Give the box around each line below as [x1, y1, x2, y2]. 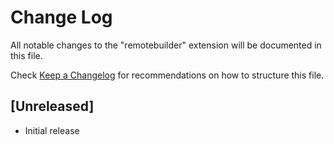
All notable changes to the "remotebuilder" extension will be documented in [10, 39, 322, 51]
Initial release [24, 124, 80, 136]
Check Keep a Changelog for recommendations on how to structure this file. [10, 69, 325, 81]
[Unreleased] [10, 98, 95, 115]
